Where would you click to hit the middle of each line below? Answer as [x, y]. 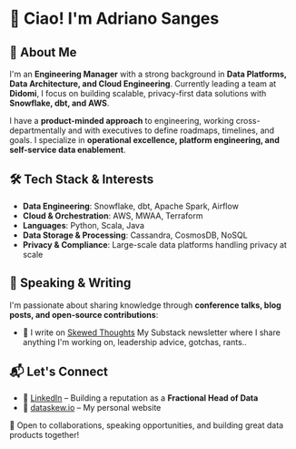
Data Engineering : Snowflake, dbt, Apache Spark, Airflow [130, 206]
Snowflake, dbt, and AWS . [59, 103]
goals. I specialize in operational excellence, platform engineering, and [144, 140]
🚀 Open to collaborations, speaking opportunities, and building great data [147, 425]
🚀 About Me [43, 52]
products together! [44, 435]
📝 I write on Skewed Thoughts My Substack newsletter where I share [152, 332]
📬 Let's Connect [59, 372]
